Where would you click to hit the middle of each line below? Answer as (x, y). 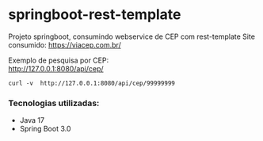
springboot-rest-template (95, 15)
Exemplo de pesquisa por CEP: (59, 60)
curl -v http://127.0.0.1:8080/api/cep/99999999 (92, 83)
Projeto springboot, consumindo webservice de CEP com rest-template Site (132, 36)
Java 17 (32, 120)
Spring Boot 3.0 (45, 129)
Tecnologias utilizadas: (54, 103)
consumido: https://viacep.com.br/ (65, 44)
